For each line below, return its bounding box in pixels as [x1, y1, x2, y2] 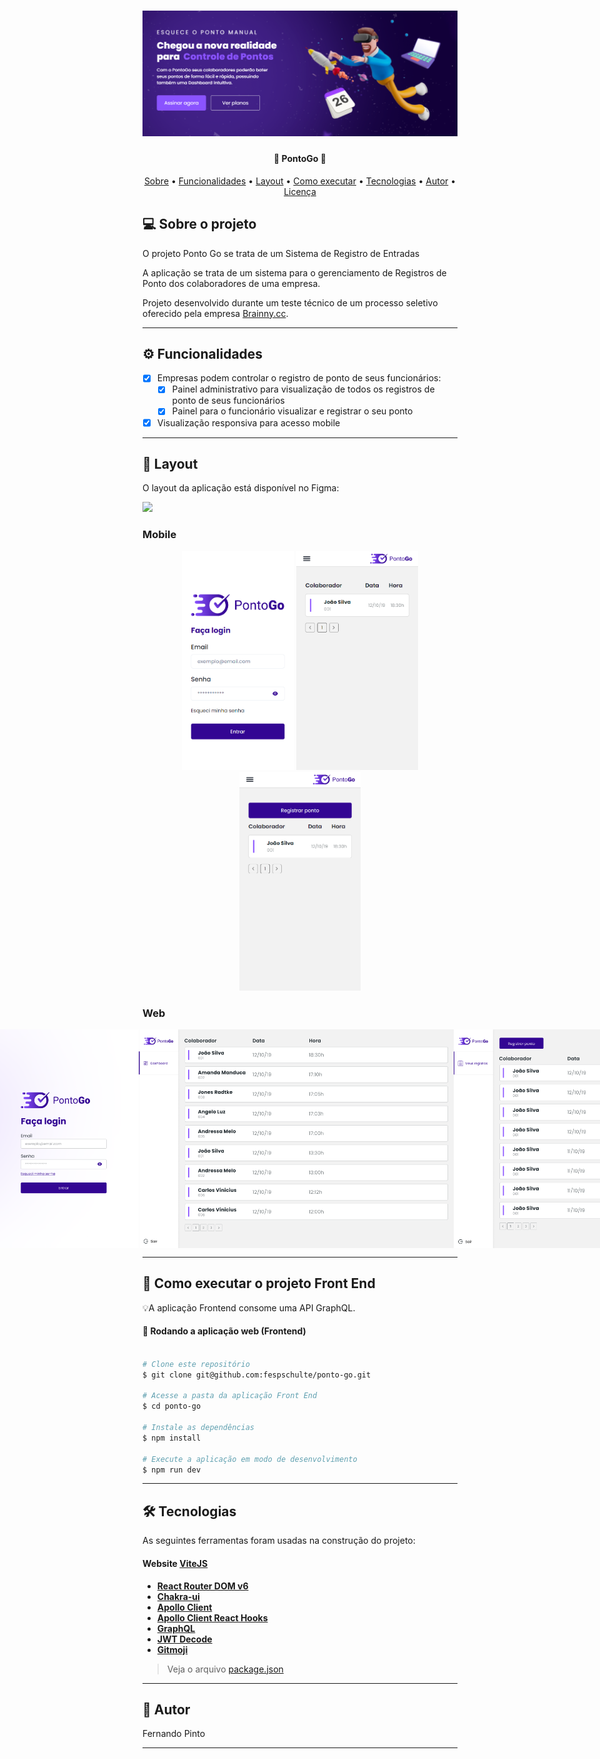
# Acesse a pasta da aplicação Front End [142, 1391, 318, 1401]
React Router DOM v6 [156, 1580, 249, 1592]
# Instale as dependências [142, 1423, 255, 1433]
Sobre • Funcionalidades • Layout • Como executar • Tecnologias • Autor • [143, 175, 457, 187]
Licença [283, 185, 317, 197]
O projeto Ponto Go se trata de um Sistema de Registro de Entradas [142, 247, 420, 259]
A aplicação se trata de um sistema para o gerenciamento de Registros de [142, 266, 447, 279]
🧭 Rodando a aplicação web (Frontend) [142, 1325, 307, 1337]
